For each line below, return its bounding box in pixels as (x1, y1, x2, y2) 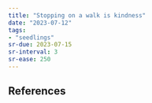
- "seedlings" (8, 33, 55, 42)
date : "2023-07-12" (8, 19, 72, 27)
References (8, 84, 66, 98)
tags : (8, 26, 26, 34)
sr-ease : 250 (8, 56, 51, 64)
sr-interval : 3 (8, 48, 58, 56)
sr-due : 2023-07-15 (8, 41, 72, 49)
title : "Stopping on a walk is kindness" (8, 11, 146, 20)
